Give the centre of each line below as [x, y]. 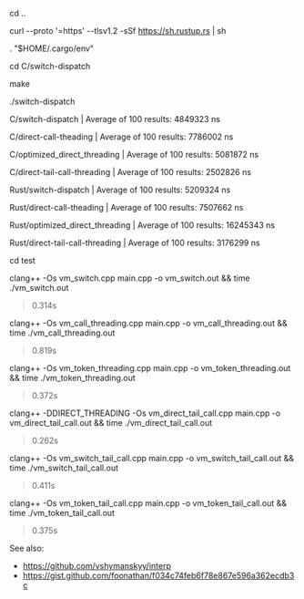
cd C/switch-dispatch [50, 66]
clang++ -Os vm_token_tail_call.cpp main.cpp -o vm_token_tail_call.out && [148, 503]
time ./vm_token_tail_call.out [62, 513]
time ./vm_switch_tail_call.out [64, 468]
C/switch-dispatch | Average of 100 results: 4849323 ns [115, 119]
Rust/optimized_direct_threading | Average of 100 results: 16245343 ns [142, 225]
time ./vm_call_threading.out [62, 333]
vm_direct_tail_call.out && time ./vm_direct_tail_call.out [111, 423]
